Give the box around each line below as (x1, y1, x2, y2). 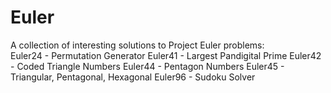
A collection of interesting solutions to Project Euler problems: (10, 39, 265, 51)
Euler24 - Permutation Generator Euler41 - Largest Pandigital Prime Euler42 (10, 49, 322, 61)
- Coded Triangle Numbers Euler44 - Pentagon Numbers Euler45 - (10, 60, 285, 72)
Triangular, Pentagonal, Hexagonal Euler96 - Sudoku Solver (10, 71, 256, 83)
